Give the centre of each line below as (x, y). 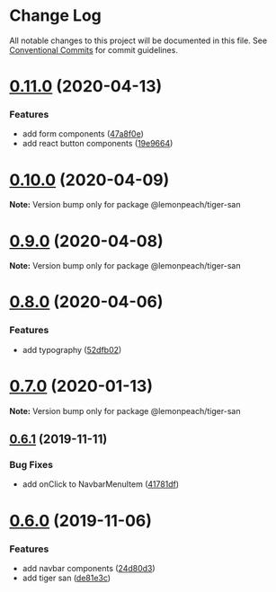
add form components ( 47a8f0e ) (83, 134)
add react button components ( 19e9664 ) (98, 144)
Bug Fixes (31, 465)
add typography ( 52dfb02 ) (72, 349)
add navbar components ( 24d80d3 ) (89, 568)
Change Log (55, 16)
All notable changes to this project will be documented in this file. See (138, 40)
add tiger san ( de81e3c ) (66, 578)
